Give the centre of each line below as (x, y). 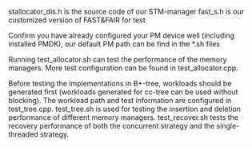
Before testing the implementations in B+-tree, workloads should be (120, 83)
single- (228, 126)
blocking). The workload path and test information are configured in (120, 100)
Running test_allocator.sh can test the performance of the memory (118, 60)
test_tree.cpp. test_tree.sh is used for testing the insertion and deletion (125, 109)
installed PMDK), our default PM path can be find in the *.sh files (114, 44)
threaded (23, 134)
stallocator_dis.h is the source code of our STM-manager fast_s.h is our (126, 12)
